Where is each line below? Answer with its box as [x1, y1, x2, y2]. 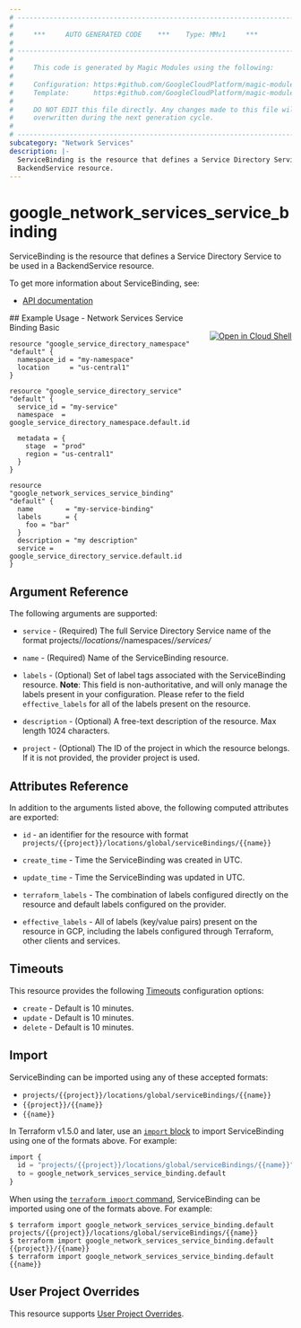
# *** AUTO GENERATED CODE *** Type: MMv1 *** [9, 30, 258, 39]
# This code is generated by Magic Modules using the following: [9, 64, 275, 73]
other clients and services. [21, 935, 121, 946]
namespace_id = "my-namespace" [17, 356, 134, 365]
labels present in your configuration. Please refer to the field [21, 689, 245, 700]
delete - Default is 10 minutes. [21, 1022, 134, 1032]
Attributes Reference [9, 778, 129, 793]
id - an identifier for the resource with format [21, 828, 189, 840]
